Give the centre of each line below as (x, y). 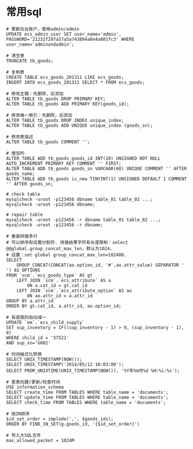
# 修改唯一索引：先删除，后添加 (39, 115)
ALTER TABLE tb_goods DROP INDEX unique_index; (65, 120)
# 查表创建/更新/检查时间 (33, 382)
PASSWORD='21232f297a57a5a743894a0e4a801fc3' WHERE (70, 39)
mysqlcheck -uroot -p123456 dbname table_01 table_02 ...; (80, 199)
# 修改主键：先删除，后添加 (35, 94)
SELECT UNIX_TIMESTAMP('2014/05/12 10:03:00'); (65, 364)
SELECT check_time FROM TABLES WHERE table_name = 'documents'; (86, 402)
